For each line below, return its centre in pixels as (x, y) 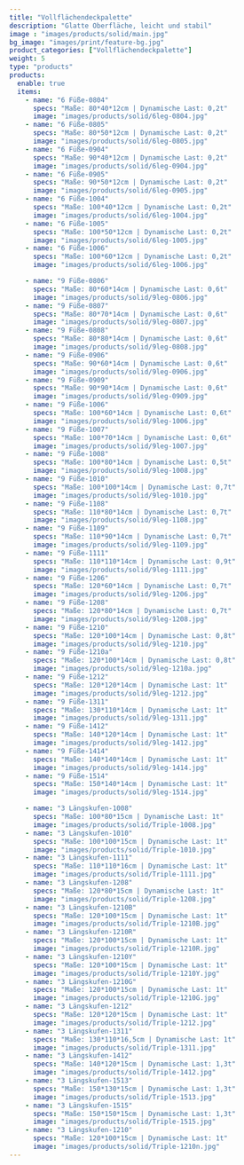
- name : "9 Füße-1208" (67, 603)
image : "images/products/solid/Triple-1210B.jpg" (126, 924)
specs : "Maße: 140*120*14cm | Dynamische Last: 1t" (130, 735)
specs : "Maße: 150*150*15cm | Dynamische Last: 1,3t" (134, 1114)
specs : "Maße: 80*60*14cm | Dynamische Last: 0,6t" (130, 289)
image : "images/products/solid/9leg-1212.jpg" (120, 693)
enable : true (41, 83)
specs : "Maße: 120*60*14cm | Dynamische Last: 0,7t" (132, 586)
